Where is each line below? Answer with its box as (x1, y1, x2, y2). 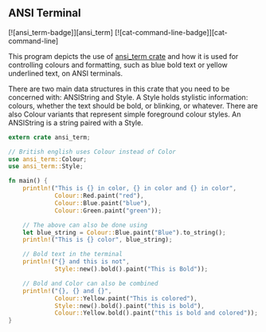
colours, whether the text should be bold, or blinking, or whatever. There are (8, 101, 259, 110)
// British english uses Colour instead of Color (8, 148, 177, 156)
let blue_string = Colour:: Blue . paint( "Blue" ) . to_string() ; (22, 228, 226, 236)
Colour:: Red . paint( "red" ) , (54, 192, 145, 200)
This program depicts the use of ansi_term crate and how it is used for (8, 51, 239, 61)
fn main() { (8, 177, 48, 185)
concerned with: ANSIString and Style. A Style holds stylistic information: (8, 92, 248, 102)
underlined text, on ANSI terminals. (8, 68, 123, 78)
